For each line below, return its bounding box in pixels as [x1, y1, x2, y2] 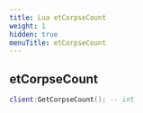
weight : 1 [9, 22, 47, 30]
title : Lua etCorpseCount [9, 13, 106, 22]
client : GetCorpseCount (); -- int [9, 95, 135, 104]
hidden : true [9, 30, 58, 39]
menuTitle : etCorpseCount [9, 38, 106, 48]
